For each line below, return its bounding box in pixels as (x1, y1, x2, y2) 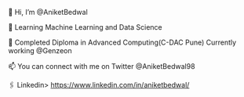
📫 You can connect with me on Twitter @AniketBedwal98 (8, 62, 195, 70)
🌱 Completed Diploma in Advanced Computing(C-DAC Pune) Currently (8, 38, 237, 47)
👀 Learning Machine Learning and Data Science (8, 23, 162, 31)
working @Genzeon (8, 46, 72, 55)
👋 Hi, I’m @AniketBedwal (8, 8, 88, 16)
